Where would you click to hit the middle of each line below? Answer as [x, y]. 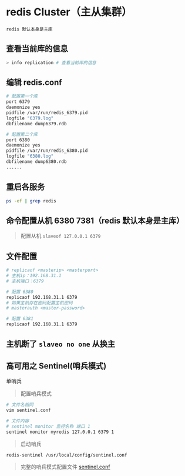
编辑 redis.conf [34, 83]
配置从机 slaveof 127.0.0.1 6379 [60, 236]
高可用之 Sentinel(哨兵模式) [56, 366]
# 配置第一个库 [22, 96]
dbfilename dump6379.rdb [36, 124]
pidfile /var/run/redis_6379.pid [47, 113]
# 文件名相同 [20, 405]
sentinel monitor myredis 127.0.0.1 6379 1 [60, 432]
